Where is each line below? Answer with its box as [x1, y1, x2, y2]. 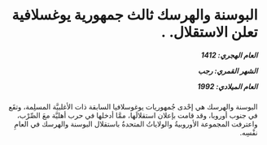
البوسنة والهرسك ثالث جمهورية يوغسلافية [11, 6, 258, 24]
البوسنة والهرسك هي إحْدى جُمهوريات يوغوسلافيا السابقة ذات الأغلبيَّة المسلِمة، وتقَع [8, 102, 258, 112]
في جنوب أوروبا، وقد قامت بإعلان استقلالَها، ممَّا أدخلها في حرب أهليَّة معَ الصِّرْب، [16, 111, 258, 121]
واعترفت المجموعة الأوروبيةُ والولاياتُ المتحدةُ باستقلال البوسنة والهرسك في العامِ [14, 119, 258, 129]
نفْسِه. [239, 128, 258, 138]
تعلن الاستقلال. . [160, 23, 258, 41]
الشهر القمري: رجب [197, 66, 258, 75]
